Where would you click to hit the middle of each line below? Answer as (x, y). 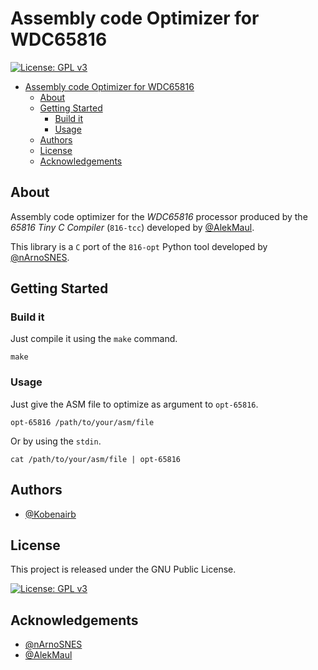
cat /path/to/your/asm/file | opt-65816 (96, 459)
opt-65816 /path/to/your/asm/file (82, 422)
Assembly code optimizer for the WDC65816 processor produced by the (159, 216)
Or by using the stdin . (56, 441)
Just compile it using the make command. (94, 339)
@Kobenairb (50, 514)
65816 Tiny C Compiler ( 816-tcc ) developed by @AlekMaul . (132, 227)
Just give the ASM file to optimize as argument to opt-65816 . (134, 404)
